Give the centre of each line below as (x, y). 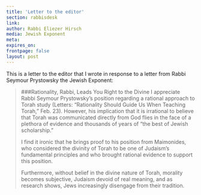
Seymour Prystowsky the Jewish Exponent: (60, 80)
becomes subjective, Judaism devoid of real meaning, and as (97, 179)
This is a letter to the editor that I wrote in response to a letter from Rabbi (96, 73)
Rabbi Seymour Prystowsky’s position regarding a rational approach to (108, 98)
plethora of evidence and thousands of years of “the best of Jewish (104, 123)
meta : (13, 40)
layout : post (22, 57)
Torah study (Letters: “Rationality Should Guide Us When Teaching (103, 104)
